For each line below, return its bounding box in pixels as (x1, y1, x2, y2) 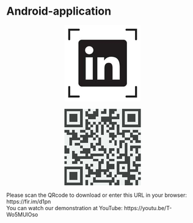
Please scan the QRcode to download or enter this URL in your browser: (6, 191, 188, 199)
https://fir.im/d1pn (6, 197, 51, 205)
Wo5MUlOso (6, 211, 38, 218)
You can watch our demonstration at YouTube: (6, 204, 123, 211)
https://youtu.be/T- (124, 204, 172, 211)
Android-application (6, 4, 112, 18)
